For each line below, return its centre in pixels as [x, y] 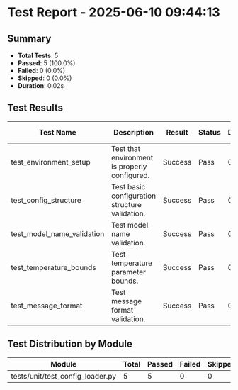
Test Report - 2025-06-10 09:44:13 [114, 12]
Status [209, 132]
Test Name [57, 132]
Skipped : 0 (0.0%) [45, 78]
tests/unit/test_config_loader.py [64, 376]
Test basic [128, 186]
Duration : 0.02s [41, 85]
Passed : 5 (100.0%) [46, 63]
